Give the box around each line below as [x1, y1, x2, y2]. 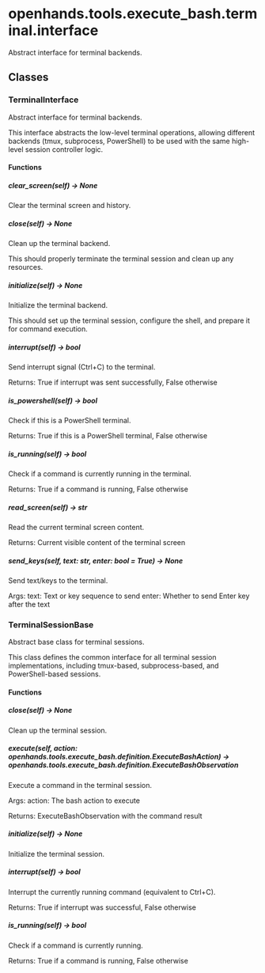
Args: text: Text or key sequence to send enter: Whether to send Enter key [8, 591, 250, 600]
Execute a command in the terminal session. [8, 780, 153, 789]
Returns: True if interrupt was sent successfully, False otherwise [8, 377, 218, 388]
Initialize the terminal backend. [8, 301, 108, 310]
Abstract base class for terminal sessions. [8, 638, 145, 647]
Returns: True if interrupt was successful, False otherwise [8, 903, 196, 912]
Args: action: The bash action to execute [8, 796, 141, 805]
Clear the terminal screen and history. [8, 201, 131, 210]
